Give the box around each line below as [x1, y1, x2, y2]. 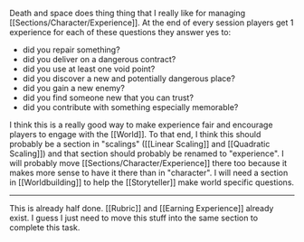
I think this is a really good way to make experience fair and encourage [9, 119, 273, 130]
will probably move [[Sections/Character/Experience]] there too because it [9, 158, 288, 168]
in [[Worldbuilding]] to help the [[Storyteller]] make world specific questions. [9, 177, 295, 188]
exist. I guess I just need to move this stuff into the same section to [9, 212, 259, 223]
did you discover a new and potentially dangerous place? [22, 73, 235, 84]
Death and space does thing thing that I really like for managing [9, 8, 246, 18]
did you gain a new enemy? [22, 83, 125, 93]
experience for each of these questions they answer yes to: [9, 27, 232, 37]
